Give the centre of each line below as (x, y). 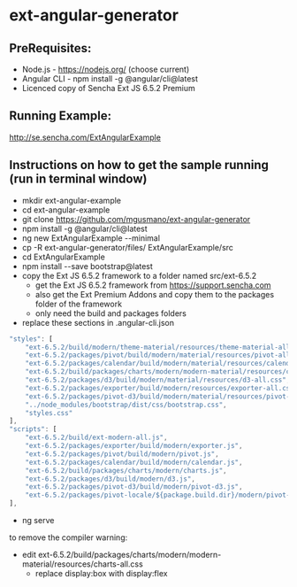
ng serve (38, 520)
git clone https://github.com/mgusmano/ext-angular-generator (136, 219)
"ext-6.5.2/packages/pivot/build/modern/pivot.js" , (122, 454)
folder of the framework (78, 304)
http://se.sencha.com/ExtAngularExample (85, 137)
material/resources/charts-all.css (82, 564)
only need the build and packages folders (111, 313)
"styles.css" (49, 413)
